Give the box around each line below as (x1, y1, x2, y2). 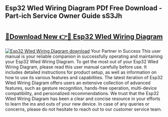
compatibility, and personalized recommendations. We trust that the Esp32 (5, 91, 159, 96)
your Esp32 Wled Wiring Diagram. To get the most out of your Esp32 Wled (5, 59, 158, 64)
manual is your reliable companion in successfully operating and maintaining (5, 53, 163, 59)
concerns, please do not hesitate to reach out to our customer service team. (5, 107, 162, 112)
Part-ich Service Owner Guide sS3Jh (5, 12, 122, 20)
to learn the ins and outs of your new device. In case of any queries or (5, 101, 150, 107)
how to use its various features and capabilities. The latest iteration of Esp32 (5, 75, 163, 80)
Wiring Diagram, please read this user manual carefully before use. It (5, 64, 147, 70)
